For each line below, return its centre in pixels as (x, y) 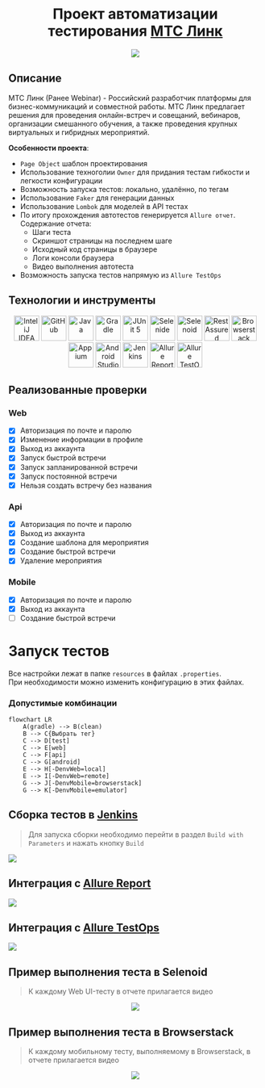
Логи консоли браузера (73, 257)
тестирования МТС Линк (135, 31)
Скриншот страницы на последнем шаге (102, 241)
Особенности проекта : (49, 148)
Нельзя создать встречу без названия (86, 485)
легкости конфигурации (61, 180)
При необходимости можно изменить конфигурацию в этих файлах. (126, 682)
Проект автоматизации (135, 14)
